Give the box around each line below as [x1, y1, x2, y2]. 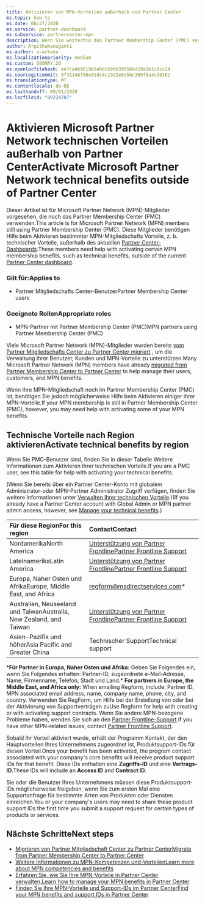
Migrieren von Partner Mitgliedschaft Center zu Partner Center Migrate [15, 845, 192, 853]
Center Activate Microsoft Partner [6, 160, 179, 173]
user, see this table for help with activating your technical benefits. [6, 469, 174, 476]
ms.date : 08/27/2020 [6, 20, 59, 26]
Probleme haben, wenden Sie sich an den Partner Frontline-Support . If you [6, 716, 193, 723]
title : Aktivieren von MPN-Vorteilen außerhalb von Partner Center [6, 9, 182, 15]
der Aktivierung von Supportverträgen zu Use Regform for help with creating [6, 703, 198, 710]
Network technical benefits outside [6, 173, 189, 187]
